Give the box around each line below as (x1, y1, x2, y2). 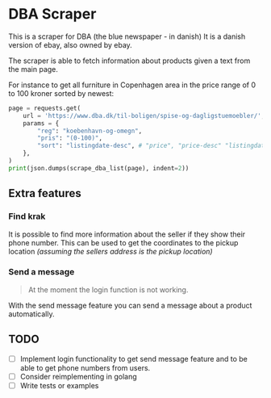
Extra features (8, 186, 82, 200)
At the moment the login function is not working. (27, 284, 189, 295)
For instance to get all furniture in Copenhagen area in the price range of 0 (8, 80, 256, 90)
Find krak (8, 211, 46, 222)
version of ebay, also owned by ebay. (8, 40, 133, 49)
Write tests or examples (19, 380, 99, 390)
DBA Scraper (8, 5, 97, 23)
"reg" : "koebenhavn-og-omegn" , (37, 127, 143, 135)
